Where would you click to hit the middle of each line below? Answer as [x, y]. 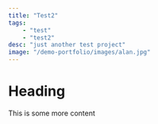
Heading [37, 91]
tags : [17, 23]
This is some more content [52, 113]
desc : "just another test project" [67, 45]
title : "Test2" [33, 15]
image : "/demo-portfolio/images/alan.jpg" [79, 52]
